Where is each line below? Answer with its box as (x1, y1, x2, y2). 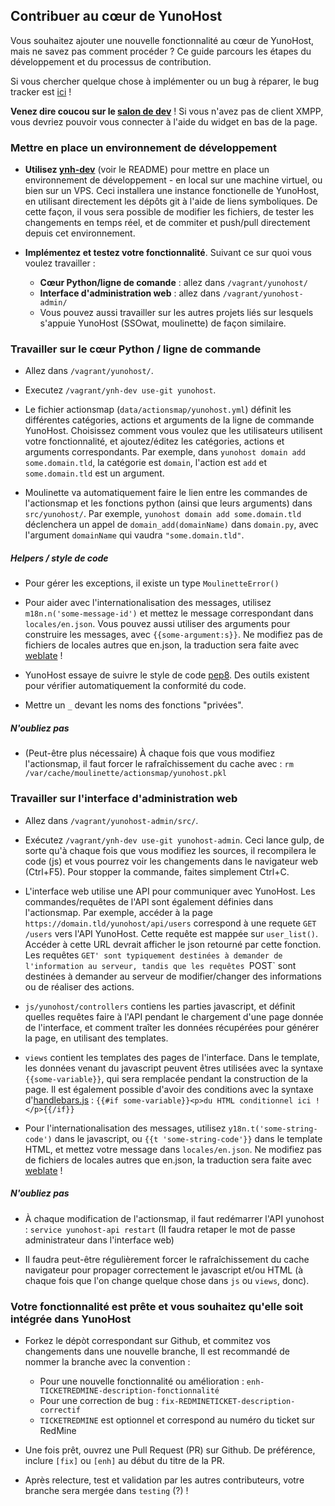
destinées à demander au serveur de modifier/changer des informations (24, 970, 322, 982)
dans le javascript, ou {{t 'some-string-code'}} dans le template (54, 1132, 323, 1144)
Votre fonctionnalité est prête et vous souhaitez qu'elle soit (10, 1299, 304, 1313)
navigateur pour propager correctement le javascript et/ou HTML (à (24, 1264, 304, 1276)
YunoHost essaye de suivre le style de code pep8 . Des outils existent (24, 669, 310, 681)
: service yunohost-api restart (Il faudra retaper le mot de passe (24, 1223, 296, 1235)
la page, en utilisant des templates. (24, 1032, 169, 1044)
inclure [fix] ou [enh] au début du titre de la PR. (24, 1454, 225, 1466)
